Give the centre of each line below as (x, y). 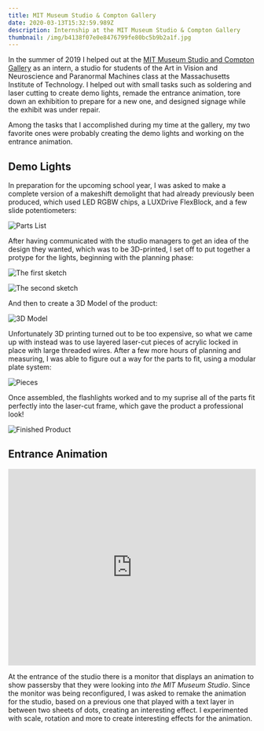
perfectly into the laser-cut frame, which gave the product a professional (126, 406)
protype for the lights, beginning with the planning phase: (101, 258)
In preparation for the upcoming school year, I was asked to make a (117, 186)
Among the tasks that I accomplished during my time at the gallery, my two (129, 125)
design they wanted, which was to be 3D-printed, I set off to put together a (129, 249)
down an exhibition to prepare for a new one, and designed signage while (127, 101)
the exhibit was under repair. (54, 110)
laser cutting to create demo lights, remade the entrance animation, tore (125, 93)
